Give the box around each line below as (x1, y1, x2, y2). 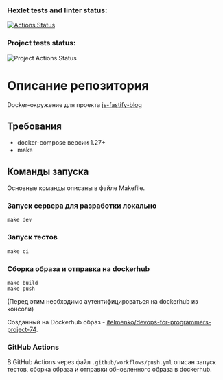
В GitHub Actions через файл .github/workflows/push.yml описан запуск (7, 358, 217, 366)
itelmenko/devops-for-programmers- (106, 318, 211, 326)
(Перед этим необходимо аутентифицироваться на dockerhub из (7, 298, 198, 306)
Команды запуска (7, 165, 89, 177)
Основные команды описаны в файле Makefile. (7, 184, 145, 192)
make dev (7, 217, 32, 224)
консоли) (7, 305, 34, 313)
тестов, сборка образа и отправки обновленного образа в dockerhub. (7, 366, 213, 374)
